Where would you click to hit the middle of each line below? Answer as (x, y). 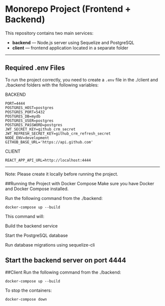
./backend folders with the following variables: (52, 85)
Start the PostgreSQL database (36, 235)
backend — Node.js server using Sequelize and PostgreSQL (73, 42)
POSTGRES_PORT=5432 (25, 112)
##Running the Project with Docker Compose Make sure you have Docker (80, 183)
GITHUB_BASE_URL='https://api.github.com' (49, 142)
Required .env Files (35, 68)
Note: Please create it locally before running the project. (62, 174)
